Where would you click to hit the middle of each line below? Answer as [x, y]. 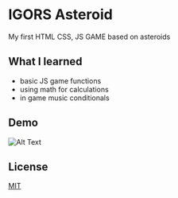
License [28, 167]
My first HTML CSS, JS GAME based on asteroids [89, 37]
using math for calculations [64, 89]
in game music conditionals [64, 98]
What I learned [45, 62]
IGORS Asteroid [60, 15]
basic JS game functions [60, 80]
